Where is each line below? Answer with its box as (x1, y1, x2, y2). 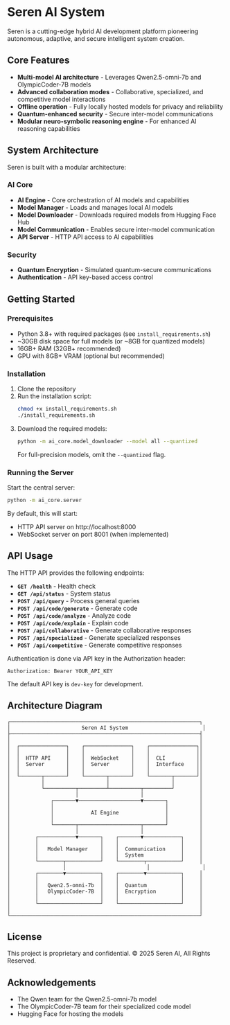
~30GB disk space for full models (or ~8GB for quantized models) (17, 337, 206, 345)
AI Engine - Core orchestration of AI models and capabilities (17, 195, 190, 204)
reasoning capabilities (17, 124, 81, 132)
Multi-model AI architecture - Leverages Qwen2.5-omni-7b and (17, 73, 202, 81)
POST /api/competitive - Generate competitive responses (17, 641, 182, 649)
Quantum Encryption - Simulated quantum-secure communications (17, 266, 212, 274)
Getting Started (7, 293, 76, 305)
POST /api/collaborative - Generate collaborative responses (17, 626, 192, 634)
